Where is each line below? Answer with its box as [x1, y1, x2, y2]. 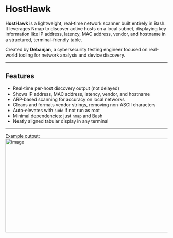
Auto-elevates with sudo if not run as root [12, 107, 100, 113]
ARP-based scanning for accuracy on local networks [12, 96, 125, 102]
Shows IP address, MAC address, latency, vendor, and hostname [12, 90, 150, 97]
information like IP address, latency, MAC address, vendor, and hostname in [5, 31, 166, 37]
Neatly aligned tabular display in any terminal [12, 118, 109, 124]
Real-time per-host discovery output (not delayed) [12, 85, 120, 91]
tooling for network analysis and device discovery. [18, 52, 125, 58]
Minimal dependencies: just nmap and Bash [12, 113, 103, 119]
